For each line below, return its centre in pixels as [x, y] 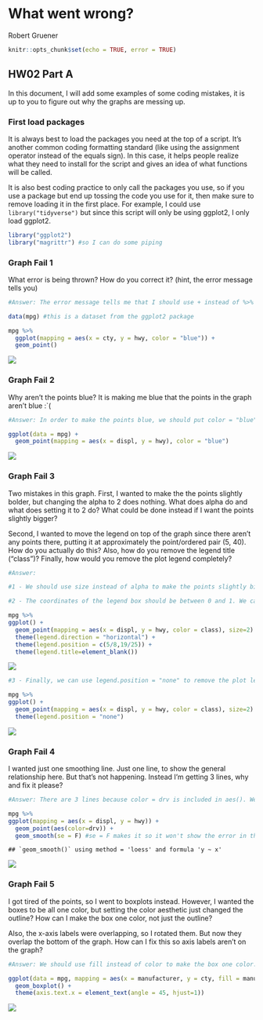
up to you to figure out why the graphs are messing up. [97, 101]
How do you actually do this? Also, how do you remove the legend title [122, 550]
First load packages [46, 122]
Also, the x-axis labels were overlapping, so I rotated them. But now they [125, 933]
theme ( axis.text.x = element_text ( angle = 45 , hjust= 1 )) [110, 993]
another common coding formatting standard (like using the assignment [124, 147]
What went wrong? [71, 14]
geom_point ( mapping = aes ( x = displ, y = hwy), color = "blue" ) [122, 441]
